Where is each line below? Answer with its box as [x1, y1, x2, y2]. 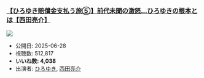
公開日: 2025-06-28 [15, 42, 66, 49]
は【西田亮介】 [6, 15, 51, 24]
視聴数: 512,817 [15, 50, 54, 57]
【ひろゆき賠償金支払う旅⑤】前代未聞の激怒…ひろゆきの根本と [6, 6, 198, 15]
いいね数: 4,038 [15, 57, 57, 65]
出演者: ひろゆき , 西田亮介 [15, 65, 81, 73]
